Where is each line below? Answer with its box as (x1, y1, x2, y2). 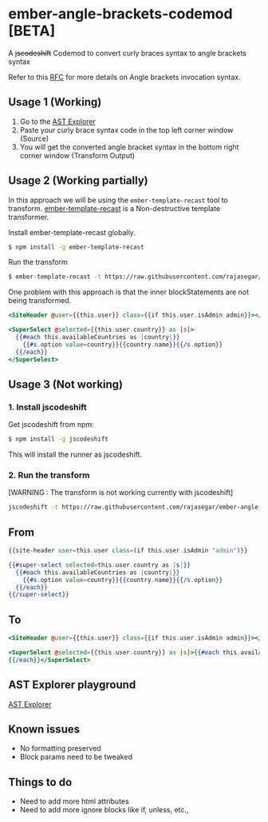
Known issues (8, 723, 81, 736)
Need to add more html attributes (19, 796, 129, 806)
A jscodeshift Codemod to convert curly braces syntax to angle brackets (8, 48, 247, 58)
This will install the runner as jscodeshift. (8, 449, 142, 460)
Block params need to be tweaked (19, 752, 133, 762)
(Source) (19, 134, 49, 143)
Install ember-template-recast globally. (8, 227, 136, 237)
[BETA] (8, 22, 56, 40)
